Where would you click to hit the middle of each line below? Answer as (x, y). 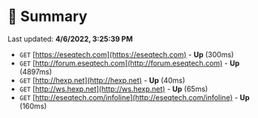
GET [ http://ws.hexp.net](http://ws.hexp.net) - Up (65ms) (114, 89)
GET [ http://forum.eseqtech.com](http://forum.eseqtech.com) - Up (129, 63)
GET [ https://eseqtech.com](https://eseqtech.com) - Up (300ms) (127, 54)
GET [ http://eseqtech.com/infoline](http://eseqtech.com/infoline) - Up (134, 97)
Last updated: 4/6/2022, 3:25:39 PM (70, 39)
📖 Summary (47, 17)
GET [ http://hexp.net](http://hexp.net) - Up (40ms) (102, 80)
